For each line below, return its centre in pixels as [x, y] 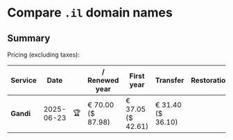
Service [24, 80]
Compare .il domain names [90, 13]
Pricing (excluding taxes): [44, 54]
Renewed [103, 80]
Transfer [170, 80]
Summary [29, 38]
